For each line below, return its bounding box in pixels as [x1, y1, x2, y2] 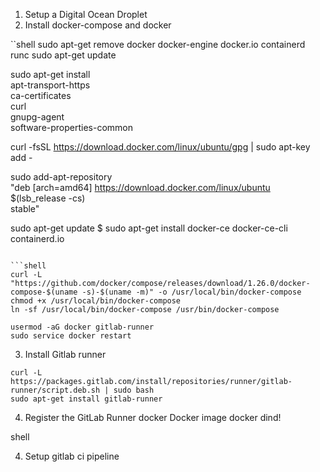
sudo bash [113, 385, 155, 395]
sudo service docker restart [10, 331, 132, 341]
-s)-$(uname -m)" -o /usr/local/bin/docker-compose [81, 287, 302, 297]
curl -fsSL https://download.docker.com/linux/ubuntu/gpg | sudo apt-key [10, 141, 311, 153]
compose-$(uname [10, 287, 78, 297]
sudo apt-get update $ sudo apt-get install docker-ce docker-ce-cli [10, 222, 288, 234]
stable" [10, 203, 40, 214]
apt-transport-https [10, 79, 91, 91]
